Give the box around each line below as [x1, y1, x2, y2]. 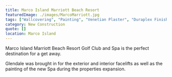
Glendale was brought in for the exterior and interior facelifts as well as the [5, 61, 163, 66]
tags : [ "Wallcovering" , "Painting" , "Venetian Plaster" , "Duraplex [5, 17, 153, 22]
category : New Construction [5, 21, 66, 27]
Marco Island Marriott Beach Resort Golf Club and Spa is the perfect [5, 45, 149, 51]
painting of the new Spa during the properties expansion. [5, 66, 126, 72]
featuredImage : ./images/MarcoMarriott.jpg [5, 12, 100, 17]
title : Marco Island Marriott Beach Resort [5, 7, 100, 13]
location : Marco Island [5, 31, 56, 36]
